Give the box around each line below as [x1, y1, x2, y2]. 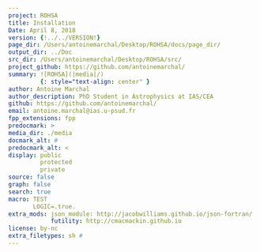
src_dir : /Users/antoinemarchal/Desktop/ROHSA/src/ [8, 56, 182, 64]
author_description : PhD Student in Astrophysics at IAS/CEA [8, 92, 214, 100]
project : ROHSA [8, 11, 58, 20]
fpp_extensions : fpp [8, 115, 77, 122]
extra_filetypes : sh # [8, 232, 83, 240]
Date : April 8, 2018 [8, 26, 77, 34]
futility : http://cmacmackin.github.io [50, 217, 182, 225]
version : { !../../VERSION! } [8, 33, 101, 42]
